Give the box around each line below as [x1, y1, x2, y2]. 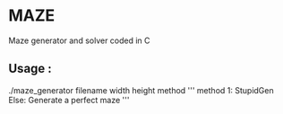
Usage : [8, 61, 53, 76]
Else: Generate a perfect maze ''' [8, 94, 130, 105]
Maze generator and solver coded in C [8, 35, 150, 46]
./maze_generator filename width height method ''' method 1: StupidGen [8, 84, 274, 95]
